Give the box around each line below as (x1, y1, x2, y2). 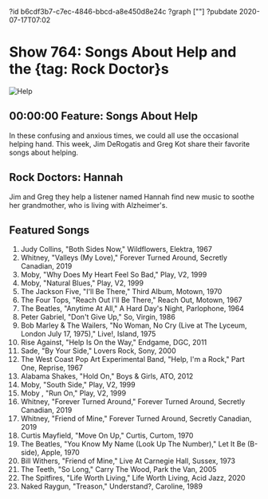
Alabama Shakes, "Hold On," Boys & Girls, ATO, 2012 (20, 371, 194, 381)
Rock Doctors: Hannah (9, 171, 124, 184)
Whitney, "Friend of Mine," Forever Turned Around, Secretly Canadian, (20, 414, 252, 423)
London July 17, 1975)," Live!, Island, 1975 (20, 329, 156, 339)
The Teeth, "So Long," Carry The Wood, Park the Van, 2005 (20, 465, 217, 474)
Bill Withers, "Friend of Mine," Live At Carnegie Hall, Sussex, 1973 (20, 456, 236, 466)
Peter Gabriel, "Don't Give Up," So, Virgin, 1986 (20, 312, 176, 322)
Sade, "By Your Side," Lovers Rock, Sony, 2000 (20, 346, 176, 356)
